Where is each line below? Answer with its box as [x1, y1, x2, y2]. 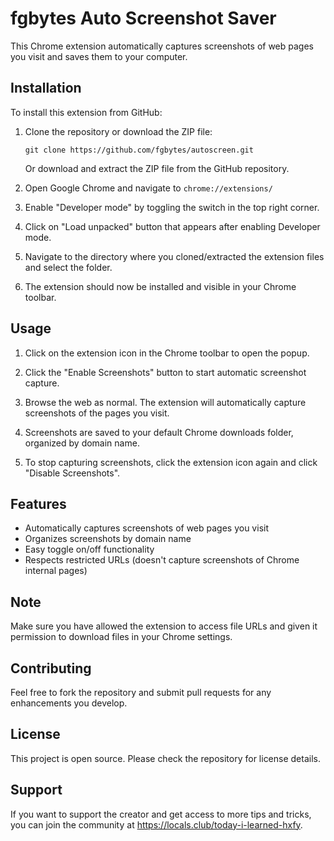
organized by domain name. [24, 437, 140, 449]
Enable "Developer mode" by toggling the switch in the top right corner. [24, 201, 320, 213]
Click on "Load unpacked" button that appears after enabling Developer [24, 220, 321, 232]
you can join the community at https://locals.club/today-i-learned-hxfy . [10, 818, 303, 831]
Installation [10, 80, 82, 97]
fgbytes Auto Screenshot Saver [10, 7, 277, 30]
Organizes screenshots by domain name [24, 533, 192, 545]
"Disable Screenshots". [24, 467, 121, 479]
